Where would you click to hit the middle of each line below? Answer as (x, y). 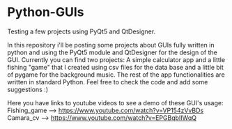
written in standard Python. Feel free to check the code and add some (108, 82)
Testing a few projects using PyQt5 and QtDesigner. (82, 31)
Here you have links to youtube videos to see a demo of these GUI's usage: (115, 103)
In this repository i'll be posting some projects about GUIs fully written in (111, 45)
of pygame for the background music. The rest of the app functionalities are (116, 75)
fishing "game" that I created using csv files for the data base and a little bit (116, 67)
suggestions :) (28, 89)
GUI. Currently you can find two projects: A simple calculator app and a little (116, 59)
